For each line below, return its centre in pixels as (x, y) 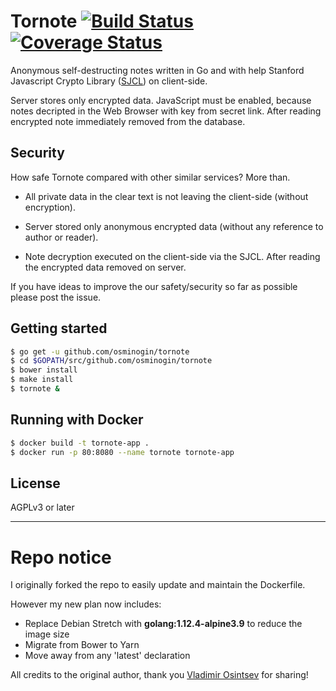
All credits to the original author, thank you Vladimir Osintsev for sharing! (159, 675)
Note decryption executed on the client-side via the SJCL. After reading (172, 256)
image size (47, 634)
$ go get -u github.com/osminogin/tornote (100, 351)
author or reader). (61, 237)
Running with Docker (77, 420)
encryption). (50, 207)
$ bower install (44, 370)
